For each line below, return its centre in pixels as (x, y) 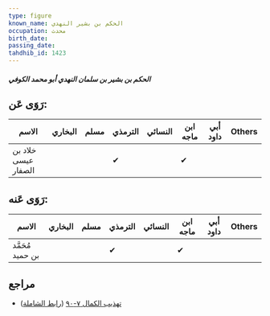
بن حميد (26, 256)
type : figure (30, 16)
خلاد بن (25, 150)
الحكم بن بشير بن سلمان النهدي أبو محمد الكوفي (80, 79)
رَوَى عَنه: (28, 199)
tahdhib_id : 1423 (37, 53)
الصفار (23, 170)
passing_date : (32, 46)
